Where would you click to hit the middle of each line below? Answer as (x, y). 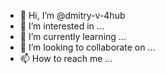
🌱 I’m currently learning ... (73, 36)
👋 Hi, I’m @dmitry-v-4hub (72, 15)
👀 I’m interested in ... (62, 26)
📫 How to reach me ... (66, 58)
